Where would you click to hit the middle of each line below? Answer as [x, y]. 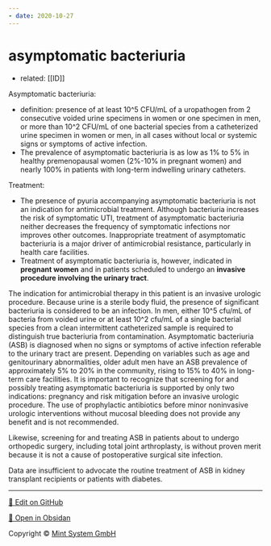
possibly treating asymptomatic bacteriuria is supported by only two [122, 387]
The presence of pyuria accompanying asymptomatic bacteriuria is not [138, 200]
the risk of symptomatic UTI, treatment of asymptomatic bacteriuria [132, 218]
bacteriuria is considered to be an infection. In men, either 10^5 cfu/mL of [130, 311]
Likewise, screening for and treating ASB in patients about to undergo [124, 437]
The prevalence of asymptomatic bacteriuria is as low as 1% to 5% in [135, 152]
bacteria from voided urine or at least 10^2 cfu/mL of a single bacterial [125, 319]
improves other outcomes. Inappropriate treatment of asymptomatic [133, 235]
